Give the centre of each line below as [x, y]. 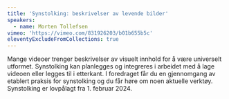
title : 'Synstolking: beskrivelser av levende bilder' [88, 13]
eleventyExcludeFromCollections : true [63, 39]
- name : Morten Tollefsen [51, 26]
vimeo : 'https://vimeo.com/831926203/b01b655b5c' [80, 33]
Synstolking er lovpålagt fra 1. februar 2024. [70, 89]
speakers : [21, 20]
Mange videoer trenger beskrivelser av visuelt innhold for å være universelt [114, 59]
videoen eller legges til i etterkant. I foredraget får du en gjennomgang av [111, 74]
